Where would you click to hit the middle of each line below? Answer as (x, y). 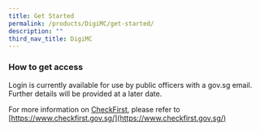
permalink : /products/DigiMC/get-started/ (81, 24)
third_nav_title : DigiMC (50, 39)
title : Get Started (41, 16)
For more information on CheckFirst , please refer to (94, 109)
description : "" (36, 31)
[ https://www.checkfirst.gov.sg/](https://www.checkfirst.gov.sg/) (117, 118)
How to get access (46, 68)
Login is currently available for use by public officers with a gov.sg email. (130, 85)
